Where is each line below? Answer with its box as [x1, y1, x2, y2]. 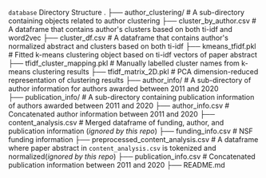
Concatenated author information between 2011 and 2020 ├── [8, 109, 216, 119]
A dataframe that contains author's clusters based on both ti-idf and [8, 25, 233, 34]
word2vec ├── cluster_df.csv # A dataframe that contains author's [8, 33, 229, 42]
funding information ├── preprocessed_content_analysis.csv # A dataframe [8, 135, 259, 144]
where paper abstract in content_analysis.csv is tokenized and [8, 144, 216, 152]
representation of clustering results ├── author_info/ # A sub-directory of [8, 76, 252, 85]
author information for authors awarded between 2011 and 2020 [8, 84, 219, 93]
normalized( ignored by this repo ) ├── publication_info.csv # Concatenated [8, 152, 256, 161]
